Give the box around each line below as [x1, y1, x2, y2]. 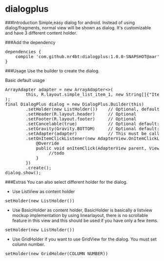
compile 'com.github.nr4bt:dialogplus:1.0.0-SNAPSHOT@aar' [15, 54, 160, 59]
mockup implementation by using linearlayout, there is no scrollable [12, 212, 148, 218]
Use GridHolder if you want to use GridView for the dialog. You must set [12, 236, 157, 242]
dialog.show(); [5, 170, 41, 175]
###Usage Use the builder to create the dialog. [5, 67, 100, 74]
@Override [36, 140, 60, 146]
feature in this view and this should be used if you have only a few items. [12, 217, 159, 223]
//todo [48, 150, 64, 156]
